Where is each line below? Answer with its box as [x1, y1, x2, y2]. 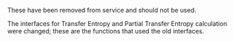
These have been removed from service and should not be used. [7, 6, 196, 14]
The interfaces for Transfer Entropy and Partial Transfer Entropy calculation [7, 20, 228, 27]
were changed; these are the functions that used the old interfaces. [7, 27, 204, 35]
